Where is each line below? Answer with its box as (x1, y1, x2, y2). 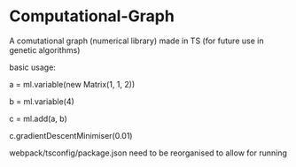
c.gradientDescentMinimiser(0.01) (9, 130, 133, 140)
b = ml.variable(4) (9, 95, 75, 107)
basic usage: (9, 62, 56, 72)
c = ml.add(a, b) (9, 113, 68, 124)
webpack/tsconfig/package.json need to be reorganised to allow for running (9, 148, 288, 158)
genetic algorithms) (9, 44, 81, 55)
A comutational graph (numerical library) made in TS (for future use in (9, 35, 264, 46)
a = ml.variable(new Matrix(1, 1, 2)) (9, 79, 136, 89)
